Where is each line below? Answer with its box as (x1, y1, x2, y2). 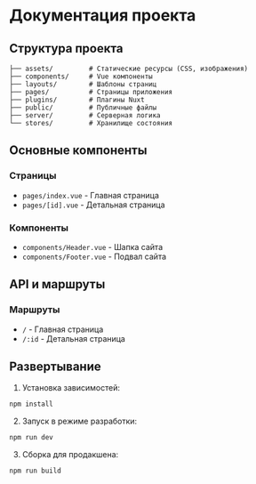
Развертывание (9, 359, 101, 375)
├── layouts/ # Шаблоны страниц (9, 80, 157, 89)
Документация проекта (9, 5, 196, 26)
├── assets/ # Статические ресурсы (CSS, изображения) (9, 64, 249, 73)
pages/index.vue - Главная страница (21, 190, 160, 200)
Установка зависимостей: (21, 383, 121, 393)
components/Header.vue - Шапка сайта (21, 241, 163, 252)
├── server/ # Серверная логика (9, 111, 162, 120)
